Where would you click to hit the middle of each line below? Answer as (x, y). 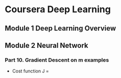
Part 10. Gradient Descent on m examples (57, 60)
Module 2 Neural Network (46, 45)
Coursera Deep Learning (58, 9)
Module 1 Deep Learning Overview (60, 28)
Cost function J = (30, 71)
